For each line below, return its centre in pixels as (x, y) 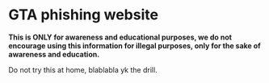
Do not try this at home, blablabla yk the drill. (83, 69)
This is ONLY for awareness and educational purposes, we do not (120, 37)
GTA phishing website (84, 15)
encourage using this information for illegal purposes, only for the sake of (134, 45)
